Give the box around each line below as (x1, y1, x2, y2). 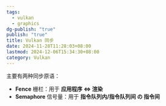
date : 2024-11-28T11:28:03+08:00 (6, 44, 92, 50)
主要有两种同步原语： (6, 72, 60, 80)
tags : (6, 9, 20, 15)
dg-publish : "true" (6, 26, 56, 32)
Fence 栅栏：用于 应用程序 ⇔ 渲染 (15, 85, 103, 93)
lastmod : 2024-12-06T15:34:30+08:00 (6, 49, 99, 55)
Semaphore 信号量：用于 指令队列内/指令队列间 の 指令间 (15, 93, 160, 100)
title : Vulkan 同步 (6, 37, 54, 44)
